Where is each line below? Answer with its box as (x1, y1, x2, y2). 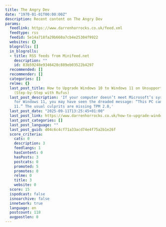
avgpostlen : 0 (9, 215, 39, 220)
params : (5, 21, 21, 26)
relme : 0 (14, 173, 32, 178)
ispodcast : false (9, 191, 45, 196)
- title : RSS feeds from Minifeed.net (9, 53, 90, 58)
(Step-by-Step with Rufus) (14, 90, 70, 95)
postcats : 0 (14, 159, 39, 164)
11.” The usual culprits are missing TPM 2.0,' (14, 104, 114, 109)
